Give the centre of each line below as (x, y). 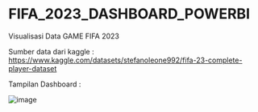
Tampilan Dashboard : (45, 84)
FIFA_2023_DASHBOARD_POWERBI (129, 14)
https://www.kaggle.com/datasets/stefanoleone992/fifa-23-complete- (125, 60)
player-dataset (33, 68)
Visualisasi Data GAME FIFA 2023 (64, 36)
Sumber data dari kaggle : (51, 51)
